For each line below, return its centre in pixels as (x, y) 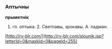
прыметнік (17, 17)
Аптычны (17, 7)
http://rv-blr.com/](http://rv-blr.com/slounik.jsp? (55, 36)
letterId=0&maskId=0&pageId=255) (41, 41)
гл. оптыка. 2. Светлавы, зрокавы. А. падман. (60, 27)
